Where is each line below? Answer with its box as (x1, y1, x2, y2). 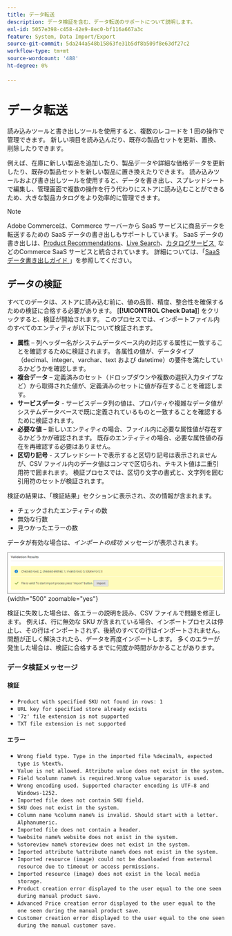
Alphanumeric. (17, 819, 58, 826)
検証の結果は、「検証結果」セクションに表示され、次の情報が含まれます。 (7, 492, 215, 500)
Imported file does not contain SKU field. (17, 797, 145, 804)
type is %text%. (17, 760, 64, 767)
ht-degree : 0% (7, 62, 48, 69)
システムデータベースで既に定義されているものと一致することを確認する (17, 408, 223, 416)
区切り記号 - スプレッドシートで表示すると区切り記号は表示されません (17, 451, 217, 460)
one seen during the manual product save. (17, 907, 142, 914)
